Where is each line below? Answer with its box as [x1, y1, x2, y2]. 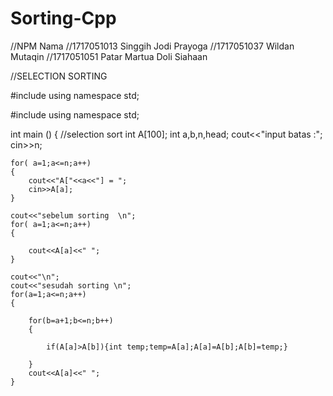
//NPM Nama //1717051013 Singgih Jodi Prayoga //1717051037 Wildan [10, 40, 295, 52]
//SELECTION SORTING [10, 70, 108, 82]
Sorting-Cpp [10, 7, 117, 30]
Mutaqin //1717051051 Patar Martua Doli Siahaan [10, 50, 208, 62]
